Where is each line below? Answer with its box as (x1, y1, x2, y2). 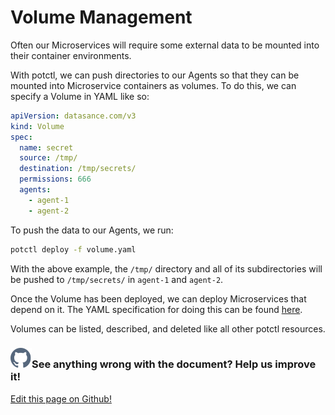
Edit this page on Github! (10, 392, 112, 405)
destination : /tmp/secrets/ (19, 164, 137, 174)
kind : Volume (10, 121, 65, 131)
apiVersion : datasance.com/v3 (10, 111, 137, 121)
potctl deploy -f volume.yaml (10, 244, 137, 255)
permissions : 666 (19, 174, 92, 185)
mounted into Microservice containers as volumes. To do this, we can (10, 79, 297, 91)
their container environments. (10, 49, 132, 61)
